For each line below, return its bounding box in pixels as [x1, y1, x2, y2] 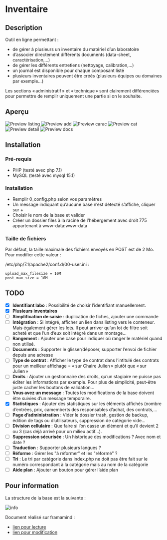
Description [5, 23, 42, 32]
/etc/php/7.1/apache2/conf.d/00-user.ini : [5, 261, 90, 268]
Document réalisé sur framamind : [5, 514, 75, 520]
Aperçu [5, 107, 29, 116]
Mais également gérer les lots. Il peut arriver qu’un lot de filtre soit [12, 325, 148, 331]
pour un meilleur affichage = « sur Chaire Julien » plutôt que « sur [12, 363, 147, 369]
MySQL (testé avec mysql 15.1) [12, 172, 75, 178]
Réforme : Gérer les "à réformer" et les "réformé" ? [12, 450, 118, 456]
